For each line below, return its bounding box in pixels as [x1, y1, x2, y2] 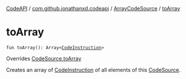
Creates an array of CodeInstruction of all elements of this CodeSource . [6, 66, 181, 73]
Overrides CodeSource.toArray [6, 55, 81, 62]
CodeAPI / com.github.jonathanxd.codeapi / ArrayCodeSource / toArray [6, 5, 180, 12]
